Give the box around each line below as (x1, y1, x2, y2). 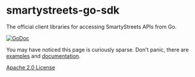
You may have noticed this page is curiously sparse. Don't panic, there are (6, 46, 189, 53)
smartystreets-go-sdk (6, 4, 120, 17)
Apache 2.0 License (6, 63, 55, 71)
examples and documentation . (6, 52, 81, 59)
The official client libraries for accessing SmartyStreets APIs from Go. (6, 23, 177, 30)
